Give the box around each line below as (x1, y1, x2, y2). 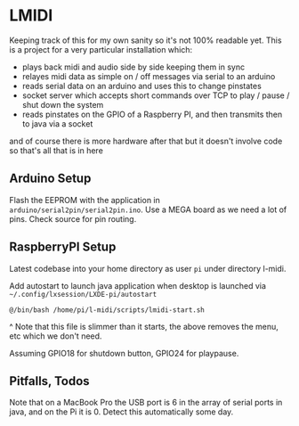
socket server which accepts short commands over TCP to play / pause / (21, 90, 290, 101)
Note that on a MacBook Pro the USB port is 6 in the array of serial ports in (9, 397, 283, 408)
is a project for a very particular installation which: (9, 44, 193, 54)
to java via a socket (21, 118, 93, 129)
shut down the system (21, 99, 104, 110)
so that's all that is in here (9, 144, 104, 156)
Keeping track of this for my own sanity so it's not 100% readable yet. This (9, 35, 282, 45)
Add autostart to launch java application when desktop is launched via (9, 280, 267, 291)
